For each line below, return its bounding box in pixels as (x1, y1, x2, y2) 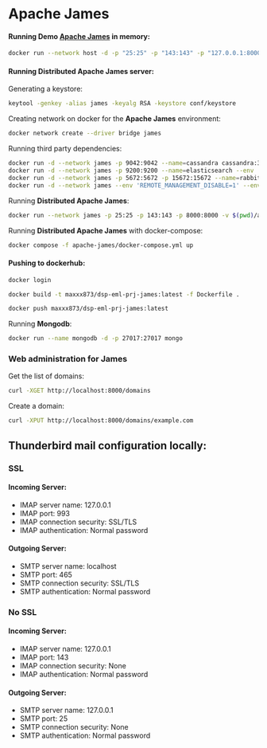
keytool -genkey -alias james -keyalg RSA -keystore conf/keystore (8, 100, 237, 108)
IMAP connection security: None (19, 661, 127, 671)
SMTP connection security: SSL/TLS (19, 578, 140, 588)
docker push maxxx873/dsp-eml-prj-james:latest (8, 304, 169, 313)
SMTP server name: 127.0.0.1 (19, 706, 114, 715)
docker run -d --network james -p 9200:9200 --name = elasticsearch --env (8, 166, 254, 175)
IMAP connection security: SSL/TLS (19, 517, 137, 527)
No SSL (8, 606, 37, 617)
